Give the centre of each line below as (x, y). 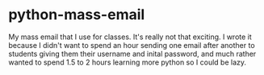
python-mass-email (77, 15)
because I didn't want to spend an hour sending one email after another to (132, 45)
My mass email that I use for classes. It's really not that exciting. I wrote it (130, 37)
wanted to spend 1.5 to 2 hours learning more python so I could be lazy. (128, 62)
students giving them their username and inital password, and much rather (132, 53)
